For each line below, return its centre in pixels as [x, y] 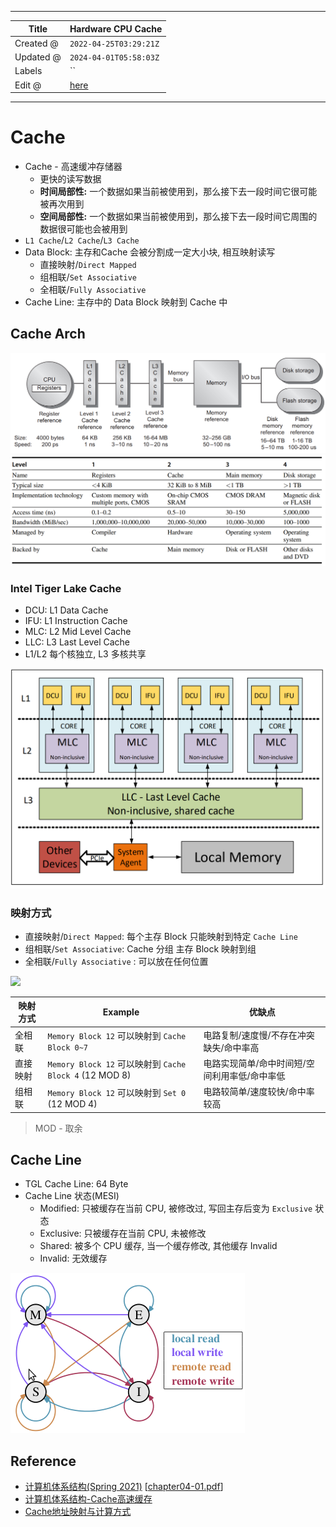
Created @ [36, 43]
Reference [43, 1461]
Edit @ [28, 85]
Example [121, 1012]
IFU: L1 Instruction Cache [76, 621]
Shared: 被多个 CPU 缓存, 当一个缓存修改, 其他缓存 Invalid [158, 1246]
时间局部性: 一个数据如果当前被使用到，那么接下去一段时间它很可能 [178, 191]
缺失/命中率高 [231, 1047]
